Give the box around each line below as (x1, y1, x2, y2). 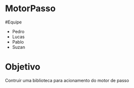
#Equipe (5, 19, 22, 25)
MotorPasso (5, 3, 56, 14)
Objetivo (5, 62, 41, 72)
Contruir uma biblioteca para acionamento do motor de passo (5, 77, 130, 83)
